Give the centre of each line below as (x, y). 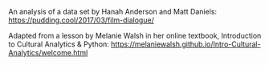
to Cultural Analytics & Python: (59, 44)
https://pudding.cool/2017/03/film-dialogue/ (81, 20)
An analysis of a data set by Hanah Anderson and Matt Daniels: (113, 12)
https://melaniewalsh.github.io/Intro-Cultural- (186, 44)
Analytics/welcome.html (48, 53)
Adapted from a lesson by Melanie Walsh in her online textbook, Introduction (135, 36)
